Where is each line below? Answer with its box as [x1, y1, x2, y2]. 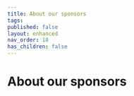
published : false [7, 23, 59, 30]
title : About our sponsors [7, 10, 87, 18]
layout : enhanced [7, 30, 59, 37]
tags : [7, 17, 23, 24]
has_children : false [7, 43, 68, 50]
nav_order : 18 [7, 37, 49, 44]
